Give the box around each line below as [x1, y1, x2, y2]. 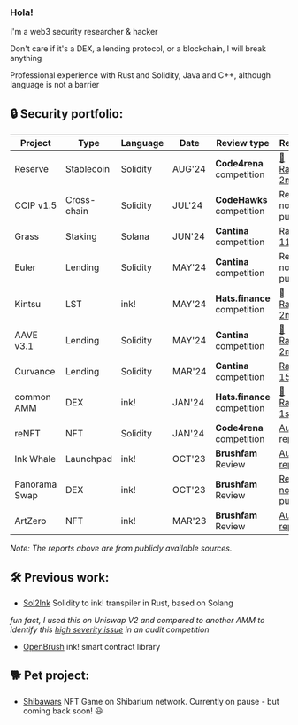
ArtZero [14, 515, 47, 528]
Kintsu [14, 298, 42, 311]
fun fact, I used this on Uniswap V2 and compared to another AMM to [10, 614, 265, 625]
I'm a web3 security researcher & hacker [10, 27, 158, 37]
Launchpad [65, 453, 113, 466]
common [14, 391, 51, 404]
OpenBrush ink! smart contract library [22, 641, 161, 652]
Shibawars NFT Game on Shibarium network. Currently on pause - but [22, 696, 279, 706]
